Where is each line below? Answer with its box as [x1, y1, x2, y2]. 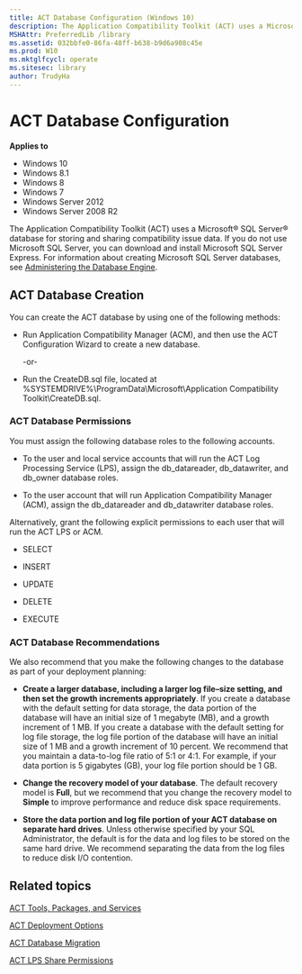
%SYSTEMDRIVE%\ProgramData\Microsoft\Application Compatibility [22, 383, 279, 394]
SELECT [22, 543, 53, 554]
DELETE [22, 596, 53, 606]
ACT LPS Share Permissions [9, 954, 114, 965]
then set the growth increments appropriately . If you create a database [22, 693, 290, 704]
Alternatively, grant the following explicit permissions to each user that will [9, 516, 285, 527]
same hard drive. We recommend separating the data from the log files [22, 843, 285, 854]
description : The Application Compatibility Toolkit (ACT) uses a [9, 22, 263, 31]
